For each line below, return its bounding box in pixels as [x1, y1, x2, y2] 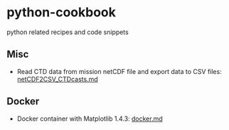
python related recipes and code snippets [6, 28, 129, 36]
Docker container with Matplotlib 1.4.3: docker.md [16, 114, 163, 123]
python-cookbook [6, 4, 117, 21]
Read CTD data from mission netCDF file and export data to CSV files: [16, 67, 222, 75]
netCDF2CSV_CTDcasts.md [16, 75, 98, 83]
